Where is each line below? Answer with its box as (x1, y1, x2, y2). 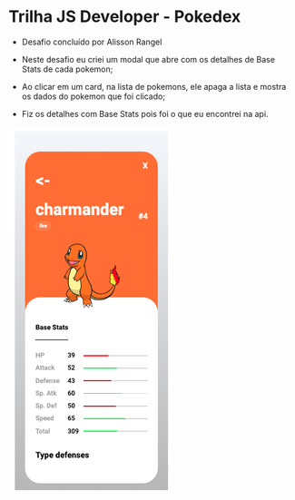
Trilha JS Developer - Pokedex (8, 6, 241, 27)
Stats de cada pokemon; (21, 64, 113, 74)
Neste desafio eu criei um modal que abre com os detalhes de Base (21, 54, 276, 64)
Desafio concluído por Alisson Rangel (21, 36, 162, 47)
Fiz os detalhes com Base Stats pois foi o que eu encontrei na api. (21, 108, 269, 119)
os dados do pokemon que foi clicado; (21, 91, 165, 102)
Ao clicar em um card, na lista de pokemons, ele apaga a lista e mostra (21, 81, 287, 92)
